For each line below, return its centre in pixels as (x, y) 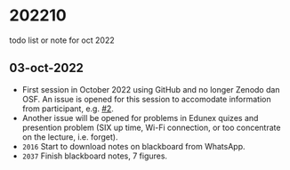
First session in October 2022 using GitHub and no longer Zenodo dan (151, 89)
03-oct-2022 (47, 68)
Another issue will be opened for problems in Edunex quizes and (140, 117)
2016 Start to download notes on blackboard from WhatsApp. (134, 146)
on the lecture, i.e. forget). (70, 137)
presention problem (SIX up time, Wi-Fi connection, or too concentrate (151, 127)
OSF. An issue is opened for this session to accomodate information (146, 99)
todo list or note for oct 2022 (62, 40)
